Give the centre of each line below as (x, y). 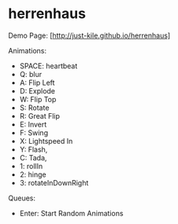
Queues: (22, 198)
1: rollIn (31, 166)
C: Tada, (33, 157)
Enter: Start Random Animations (71, 213)
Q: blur (30, 74)
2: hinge (33, 174)
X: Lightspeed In (46, 141)
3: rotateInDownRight (54, 182)
